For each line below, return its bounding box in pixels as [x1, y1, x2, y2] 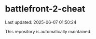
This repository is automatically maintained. [5, 28, 92, 34]
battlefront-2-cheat [5, 3, 85, 14]
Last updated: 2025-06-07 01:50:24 [5, 19, 77, 25]
